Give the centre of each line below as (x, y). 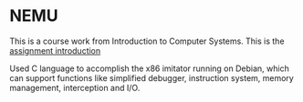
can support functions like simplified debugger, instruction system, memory (151, 77)
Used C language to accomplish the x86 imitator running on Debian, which (149, 68)
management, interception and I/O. (75, 87)
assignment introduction (55, 50)
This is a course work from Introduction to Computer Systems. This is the (147, 41)
